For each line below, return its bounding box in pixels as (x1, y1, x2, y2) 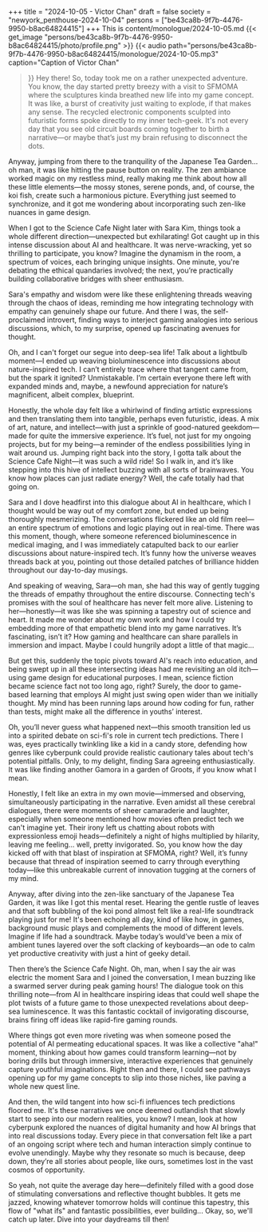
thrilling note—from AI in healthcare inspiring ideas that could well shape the (8, 990, 259, 999)
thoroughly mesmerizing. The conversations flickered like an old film (8, 515, 234, 524)
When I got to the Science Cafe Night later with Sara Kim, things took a (8, 223, 241, 233)
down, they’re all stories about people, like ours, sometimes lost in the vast (8, 1157, 254, 1166)
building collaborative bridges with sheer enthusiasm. (8, 274, 184, 283)
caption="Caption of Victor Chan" (8, 58, 120, 67)
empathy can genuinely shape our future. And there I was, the (8, 307, 212, 316)
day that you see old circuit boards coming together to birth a (27, 124, 230, 134)
